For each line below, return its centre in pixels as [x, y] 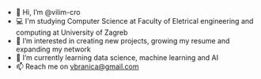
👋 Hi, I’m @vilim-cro [48, 12]
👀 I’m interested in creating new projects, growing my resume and [123, 41]
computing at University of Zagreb [72, 32]
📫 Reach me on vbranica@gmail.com [77, 66]
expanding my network [53, 49]
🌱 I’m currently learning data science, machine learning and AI [117, 58]
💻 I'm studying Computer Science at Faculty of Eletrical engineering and [134, 21]
